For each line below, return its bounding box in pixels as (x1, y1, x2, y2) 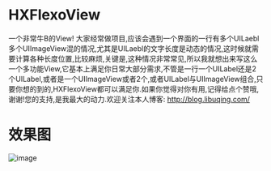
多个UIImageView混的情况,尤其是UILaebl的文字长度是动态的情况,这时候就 (8, 43, 252, 53)
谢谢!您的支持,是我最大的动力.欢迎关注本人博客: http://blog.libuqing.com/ (8, 94, 251, 104)
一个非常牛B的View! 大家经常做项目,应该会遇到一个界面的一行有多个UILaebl (8, 33, 260, 43)
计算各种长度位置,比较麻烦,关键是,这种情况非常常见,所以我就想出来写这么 (15, 53, 258, 63)
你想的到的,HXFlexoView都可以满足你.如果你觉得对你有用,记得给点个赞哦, (15, 83, 260, 94)
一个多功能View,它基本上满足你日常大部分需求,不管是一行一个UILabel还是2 (8, 63, 257, 74)
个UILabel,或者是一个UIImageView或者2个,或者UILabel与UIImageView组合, (8, 74, 256, 83)
